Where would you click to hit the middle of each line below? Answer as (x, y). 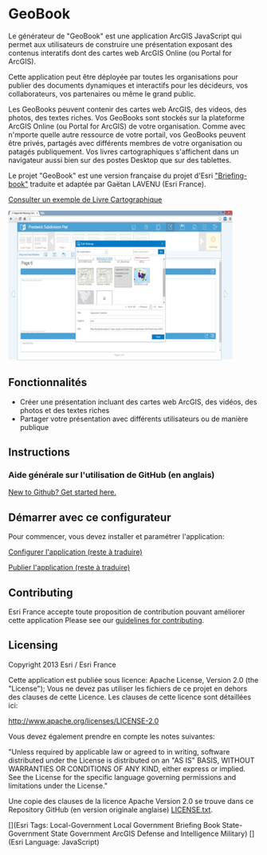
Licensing (33, 646)
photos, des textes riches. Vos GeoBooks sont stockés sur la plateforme (127, 117)
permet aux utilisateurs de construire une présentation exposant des (120, 44)
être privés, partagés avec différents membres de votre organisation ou (126, 143)
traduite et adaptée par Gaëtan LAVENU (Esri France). (118, 183)
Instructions (39, 453)
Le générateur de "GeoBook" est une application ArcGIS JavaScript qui (125, 36)
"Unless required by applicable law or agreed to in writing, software (119, 751)
